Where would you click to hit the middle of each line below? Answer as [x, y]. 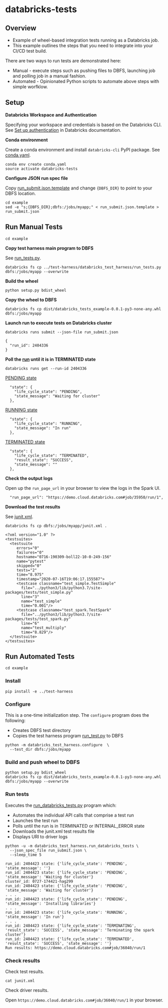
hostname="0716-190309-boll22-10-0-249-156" [64, 557]
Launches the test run [35, 820]
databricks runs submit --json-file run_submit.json [62, 332]
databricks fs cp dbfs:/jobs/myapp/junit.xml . [56, 526]
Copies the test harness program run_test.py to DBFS [68, 736]
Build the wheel [22, 281]
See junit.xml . [19, 516]
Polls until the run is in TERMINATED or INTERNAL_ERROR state [78, 826]
